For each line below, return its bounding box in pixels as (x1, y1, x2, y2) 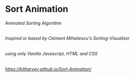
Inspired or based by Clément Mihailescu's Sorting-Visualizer (5, 36, 130, 41)
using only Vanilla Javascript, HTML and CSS (5, 51, 98, 56)
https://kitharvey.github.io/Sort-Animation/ (5, 66, 92, 72)
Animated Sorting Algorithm (5, 20, 62, 26)
